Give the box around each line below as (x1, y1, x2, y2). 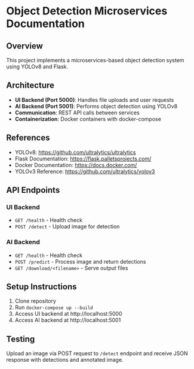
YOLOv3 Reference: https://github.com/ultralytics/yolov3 (14, 168, 155, 175)
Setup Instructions (6, 282, 77, 292)
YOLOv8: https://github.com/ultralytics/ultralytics (14, 149, 136, 156)
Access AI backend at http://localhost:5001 (14, 316, 121, 324)
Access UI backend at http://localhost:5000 (14, 310, 122, 317)
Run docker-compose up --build (14, 304, 94, 311)
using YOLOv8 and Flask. (6, 63, 69, 70)
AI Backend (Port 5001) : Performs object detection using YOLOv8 (14, 102, 178, 110)
